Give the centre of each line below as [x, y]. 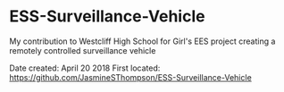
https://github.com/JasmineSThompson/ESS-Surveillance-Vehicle [130, 77]
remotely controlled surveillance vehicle [83, 50]
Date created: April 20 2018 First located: [85, 68]
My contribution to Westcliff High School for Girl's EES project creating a [142, 41]
